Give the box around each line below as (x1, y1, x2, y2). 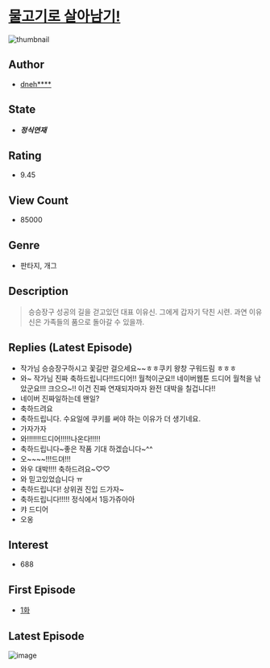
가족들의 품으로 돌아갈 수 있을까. (43, 317, 145, 326)
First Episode (8, 583, 77, 596)
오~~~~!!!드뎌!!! (19, 454, 71, 463)
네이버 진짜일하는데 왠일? (19, 393, 100, 403)
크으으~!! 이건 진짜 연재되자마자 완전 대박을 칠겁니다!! (48, 384, 216, 393)
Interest (8, 538, 48, 552)
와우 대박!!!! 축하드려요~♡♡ (19, 464, 110, 474)
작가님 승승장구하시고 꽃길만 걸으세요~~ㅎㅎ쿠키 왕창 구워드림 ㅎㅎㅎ (19, 363, 237, 373)
